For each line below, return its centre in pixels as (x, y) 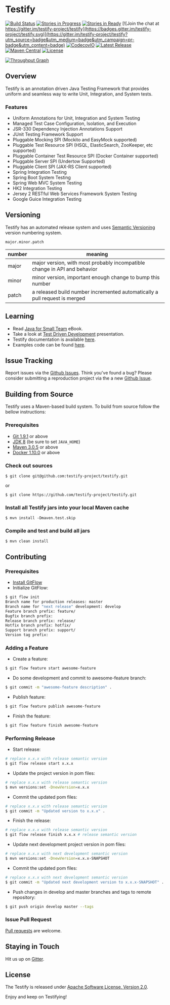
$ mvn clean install (27, 541)
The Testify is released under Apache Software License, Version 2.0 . (77, 987)
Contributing (26, 557)
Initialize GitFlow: (30, 588)
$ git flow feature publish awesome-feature (53, 706)
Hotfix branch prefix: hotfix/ (38, 625)
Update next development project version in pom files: (69, 844)
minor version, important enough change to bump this (96, 277)
